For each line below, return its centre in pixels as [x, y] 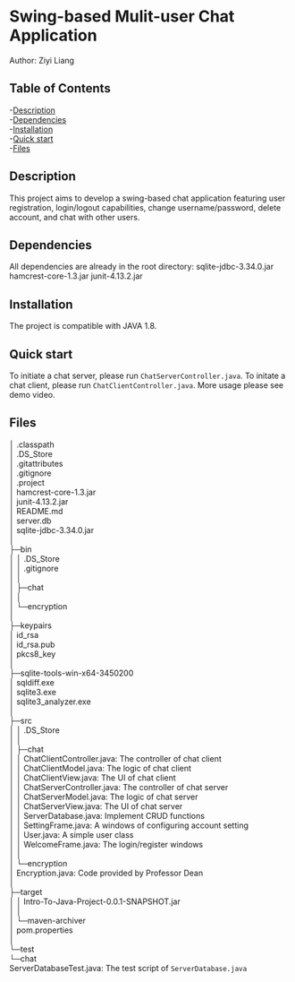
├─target [26, 892]
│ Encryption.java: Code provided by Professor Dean [106, 873]
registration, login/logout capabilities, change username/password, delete [145, 207]
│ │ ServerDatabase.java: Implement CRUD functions [107, 815]
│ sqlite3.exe [33, 692]
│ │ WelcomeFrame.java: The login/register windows [106, 844]
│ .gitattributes [37, 463]
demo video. [32, 395]
